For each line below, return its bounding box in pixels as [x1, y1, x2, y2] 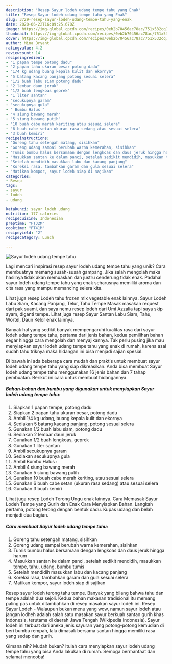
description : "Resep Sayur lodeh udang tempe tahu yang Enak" [6, 7, 141, 13]
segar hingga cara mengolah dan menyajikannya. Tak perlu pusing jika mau [6, 337, 164, 343]
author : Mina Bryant [6, 41, 50, 46]
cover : [6, 36, 20, 41]
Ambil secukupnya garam [13, 448, 67, 454]
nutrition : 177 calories [6, 211, 59, 216]
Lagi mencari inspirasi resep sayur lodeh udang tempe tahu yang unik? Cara [6, 263, 166, 269]
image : [6, 27, 20, 32]
